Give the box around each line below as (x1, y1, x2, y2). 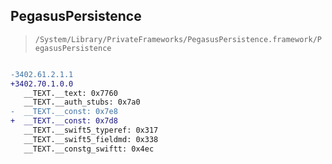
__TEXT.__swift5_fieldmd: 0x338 (23, 134, 159, 144)
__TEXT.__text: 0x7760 (23, 88, 118, 98)
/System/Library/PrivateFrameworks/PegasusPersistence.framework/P (34, 34, 322, 44)
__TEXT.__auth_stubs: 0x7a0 (23, 97, 141, 108)
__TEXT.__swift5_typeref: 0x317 (23, 125, 159, 136)
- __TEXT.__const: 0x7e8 (10, 107, 118, 117)
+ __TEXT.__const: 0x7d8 (10, 116, 118, 126)
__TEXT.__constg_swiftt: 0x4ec (23, 144, 155, 154)
